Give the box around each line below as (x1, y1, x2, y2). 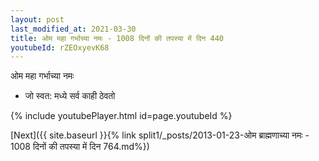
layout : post (10, 14, 65, 25)
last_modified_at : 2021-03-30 (10, 24, 137, 34)
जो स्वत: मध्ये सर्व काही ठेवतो (24, 90, 116, 102)
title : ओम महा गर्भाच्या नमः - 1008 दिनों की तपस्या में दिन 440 (10, 33, 224, 43)
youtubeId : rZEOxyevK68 (10, 42, 110, 53)
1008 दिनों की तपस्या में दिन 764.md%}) (10, 141, 150, 153)
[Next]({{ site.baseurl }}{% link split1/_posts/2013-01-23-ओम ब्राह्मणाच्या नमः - (10, 129, 310, 141)
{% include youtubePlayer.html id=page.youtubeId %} (10, 110, 233, 122)
